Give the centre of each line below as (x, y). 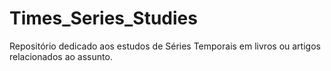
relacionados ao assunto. (61, 56)
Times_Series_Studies (103, 18)
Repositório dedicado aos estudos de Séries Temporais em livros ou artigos (165, 46)
